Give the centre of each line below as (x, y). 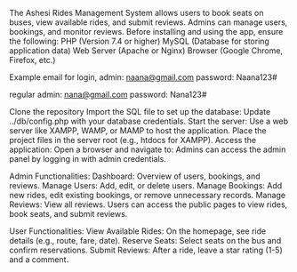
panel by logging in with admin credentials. (88, 159)
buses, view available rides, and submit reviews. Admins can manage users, (148, 22)
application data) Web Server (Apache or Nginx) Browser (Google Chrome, (146, 51)
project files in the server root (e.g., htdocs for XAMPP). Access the (132, 140)
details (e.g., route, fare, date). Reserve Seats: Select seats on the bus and (145, 240)
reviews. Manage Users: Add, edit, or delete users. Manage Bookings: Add (146, 185)
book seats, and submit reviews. (68, 214)
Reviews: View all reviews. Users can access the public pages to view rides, (148, 204)
